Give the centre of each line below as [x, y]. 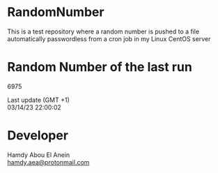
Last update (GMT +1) [38, 100]
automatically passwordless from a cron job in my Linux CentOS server [109, 38]
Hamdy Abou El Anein [39, 155]
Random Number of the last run [100, 67]
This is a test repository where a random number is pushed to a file [103, 31]
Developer [38, 136]
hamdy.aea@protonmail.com [48, 162]
